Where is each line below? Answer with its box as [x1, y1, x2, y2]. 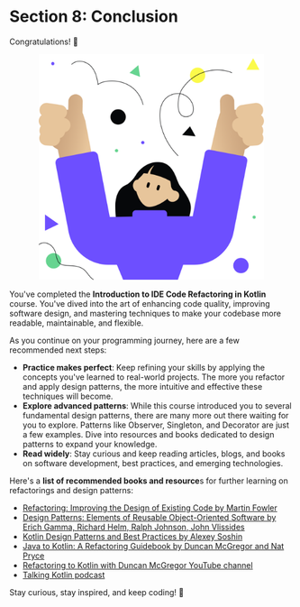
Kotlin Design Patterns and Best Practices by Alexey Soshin [22, 530, 243, 542]
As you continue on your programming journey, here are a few [9, 335, 241, 345]
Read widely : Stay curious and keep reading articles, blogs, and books [22, 448, 286, 459]
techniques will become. [22, 391, 114, 401]
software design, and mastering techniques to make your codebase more [9, 308, 282, 318]
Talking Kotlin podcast [22, 569, 105, 580]
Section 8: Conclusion [9, 6, 178, 27]
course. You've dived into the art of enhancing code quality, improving [9, 298, 270, 308]
